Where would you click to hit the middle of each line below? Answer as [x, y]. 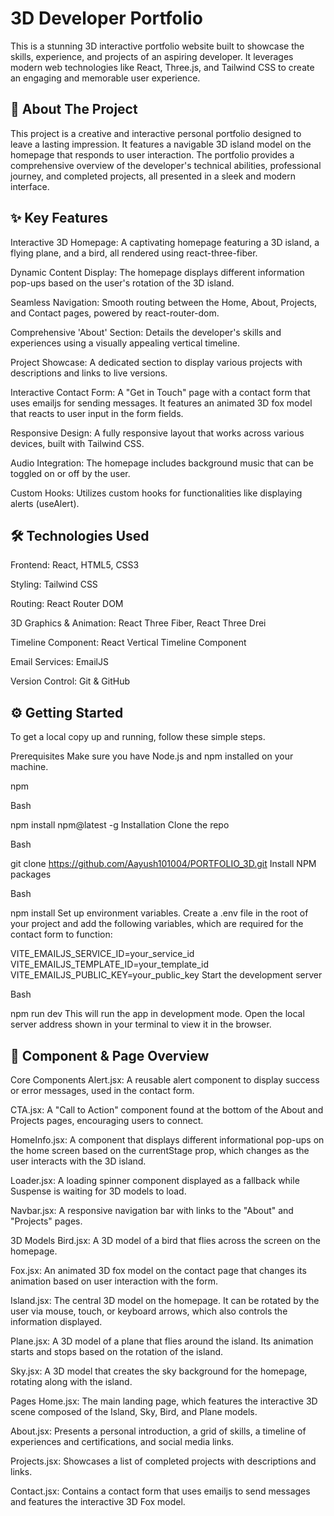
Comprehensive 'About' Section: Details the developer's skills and [146, 332]
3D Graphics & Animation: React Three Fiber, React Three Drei [138, 623]
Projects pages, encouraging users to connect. [107, 1120]
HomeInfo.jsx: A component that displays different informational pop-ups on [167, 1140]
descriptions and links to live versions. [89, 373]
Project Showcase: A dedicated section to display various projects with [156, 362]
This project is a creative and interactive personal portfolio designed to [156, 133]
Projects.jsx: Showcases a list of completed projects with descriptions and [163, 1461]
